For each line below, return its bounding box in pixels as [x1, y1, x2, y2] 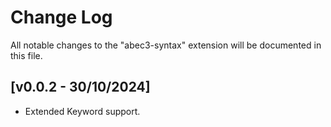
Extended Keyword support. [24, 105, 141, 117]
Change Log [10, 6, 113, 29]
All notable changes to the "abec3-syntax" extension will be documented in [10, 39, 322, 51]
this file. [10, 49, 43, 61]
